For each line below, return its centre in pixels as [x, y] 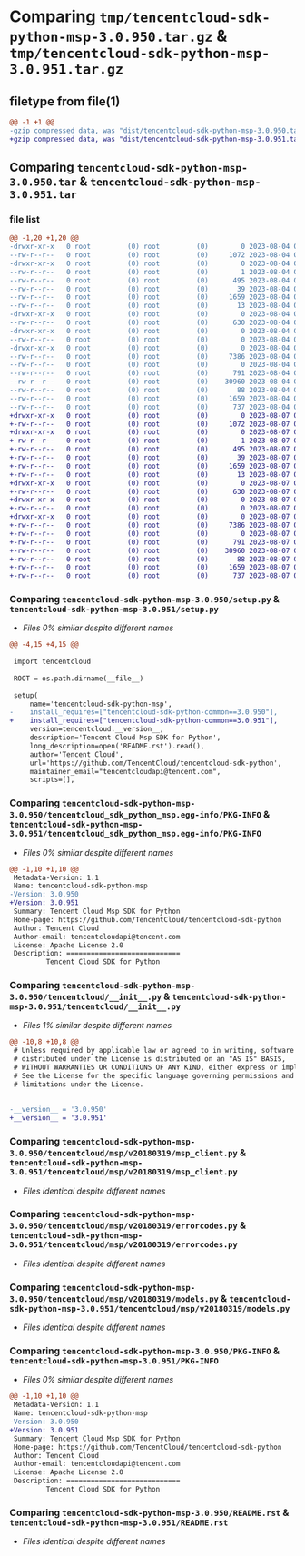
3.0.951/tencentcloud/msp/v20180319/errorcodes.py [123, 1245]
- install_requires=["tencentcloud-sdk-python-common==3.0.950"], [144, 712]
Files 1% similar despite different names [97, 1026]
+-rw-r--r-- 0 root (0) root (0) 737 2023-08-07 [150, 576]
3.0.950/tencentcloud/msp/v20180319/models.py [114, 1299]
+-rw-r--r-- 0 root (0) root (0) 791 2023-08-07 [150, 542]
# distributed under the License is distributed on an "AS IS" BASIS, [149, 1059]
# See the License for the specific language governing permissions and [154, 1075]
